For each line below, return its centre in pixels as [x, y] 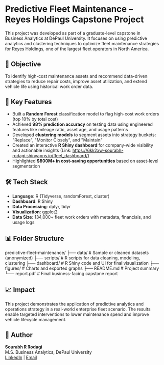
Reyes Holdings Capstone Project [75, 19]
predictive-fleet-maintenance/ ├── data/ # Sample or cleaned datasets [77, 253]
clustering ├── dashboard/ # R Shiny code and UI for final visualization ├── [82, 263]
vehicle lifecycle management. [36, 320]
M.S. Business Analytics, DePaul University [48, 352]
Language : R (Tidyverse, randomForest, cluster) [61, 196]
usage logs [23, 223]
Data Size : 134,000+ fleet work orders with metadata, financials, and [82, 217]
